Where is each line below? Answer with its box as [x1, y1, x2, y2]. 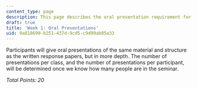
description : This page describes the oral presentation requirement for [6, 14, 192, 20]
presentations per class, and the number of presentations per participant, [6, 59, 185, 66]
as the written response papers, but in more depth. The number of [6, 53, 167, 60]
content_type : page [6, 8, 54, 15]
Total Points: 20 [6, 77, 44, 84]
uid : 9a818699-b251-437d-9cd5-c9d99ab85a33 [6, 31, 115, 36]
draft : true [6, 19, 35, 25]
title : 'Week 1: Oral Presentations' [6, 25, 99, 31]
